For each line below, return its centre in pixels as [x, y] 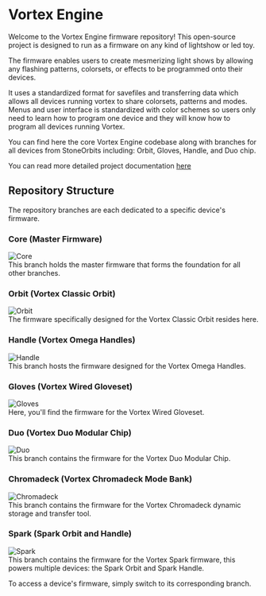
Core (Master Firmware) [56, 238]
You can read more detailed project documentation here [100, 165]
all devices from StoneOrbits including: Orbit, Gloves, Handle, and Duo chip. [132, 150]
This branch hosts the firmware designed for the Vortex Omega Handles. [127, 366]
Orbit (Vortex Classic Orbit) [62, 293]
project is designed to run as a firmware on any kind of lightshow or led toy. [132, 45]
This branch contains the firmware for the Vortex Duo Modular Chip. [120, 459]
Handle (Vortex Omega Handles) [72, 340]
